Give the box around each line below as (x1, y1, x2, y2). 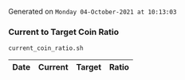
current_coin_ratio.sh (8, 44, 84, 52)
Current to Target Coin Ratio (8, 26, 120, 37)
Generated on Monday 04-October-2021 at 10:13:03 (8, 7, 177, 16)
